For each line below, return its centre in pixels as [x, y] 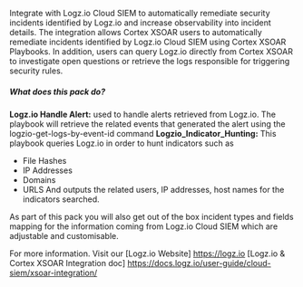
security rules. [36, 71]
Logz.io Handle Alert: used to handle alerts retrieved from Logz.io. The [143, 114]
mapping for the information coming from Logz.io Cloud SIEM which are [144, 226]
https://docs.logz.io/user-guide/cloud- [199, 263]
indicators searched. [61, 199]
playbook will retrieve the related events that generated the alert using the [147, 124]
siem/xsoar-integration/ [54, 273]
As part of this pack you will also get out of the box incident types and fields [151, 216]
